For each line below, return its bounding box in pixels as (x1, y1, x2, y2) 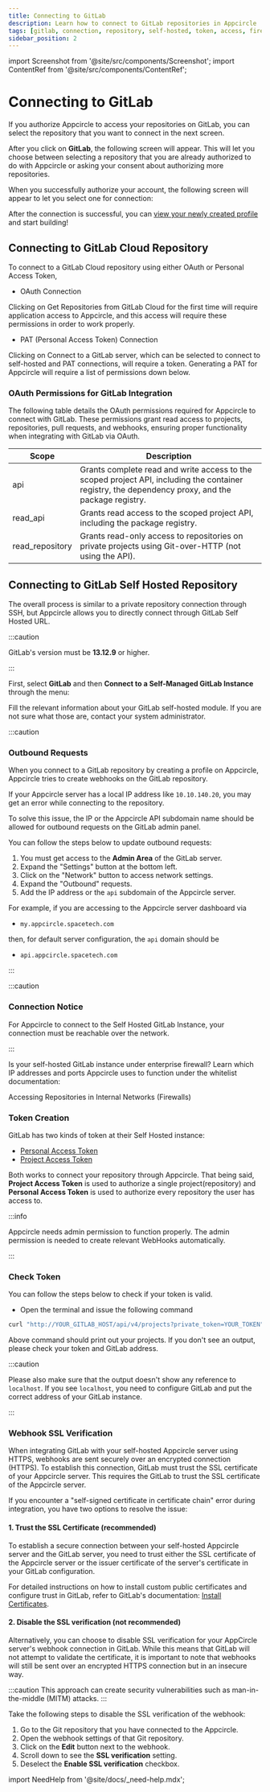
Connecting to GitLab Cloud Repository (8, 241, 209, 254)
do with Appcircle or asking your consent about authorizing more (8, 161, 224, 171)
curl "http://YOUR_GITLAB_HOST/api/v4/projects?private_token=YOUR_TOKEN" (8, 1320, 264, 1329)
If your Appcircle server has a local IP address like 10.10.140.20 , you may (8, 789, 252, 799)
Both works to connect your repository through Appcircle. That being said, (8, 1170, 255, 1180)
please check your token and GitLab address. (8, 1344, 159, 1353)
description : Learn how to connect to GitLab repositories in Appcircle (8, 19, 257, 27)
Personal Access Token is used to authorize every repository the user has (8, 1188, 256, 1197)
